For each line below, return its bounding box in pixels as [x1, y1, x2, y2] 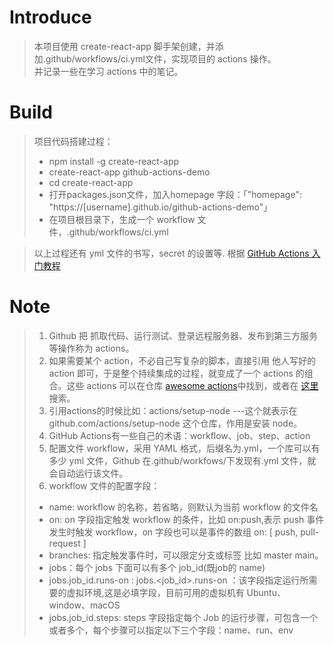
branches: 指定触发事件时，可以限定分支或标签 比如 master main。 [48, 549, 324, 561]
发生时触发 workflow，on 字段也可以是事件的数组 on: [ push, [48, 526, 299, 538]
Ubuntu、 [246, 586, 286, 598]
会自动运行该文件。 [48, 467, 129, 479]
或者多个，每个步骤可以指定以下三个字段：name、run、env [48, 624, 294, 636]
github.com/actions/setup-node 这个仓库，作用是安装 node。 [48, 417, 303, 429]
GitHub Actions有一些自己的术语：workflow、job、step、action [48, 429, 311, 441]
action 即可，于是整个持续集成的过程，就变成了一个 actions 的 [48, 367, 305, 379]
